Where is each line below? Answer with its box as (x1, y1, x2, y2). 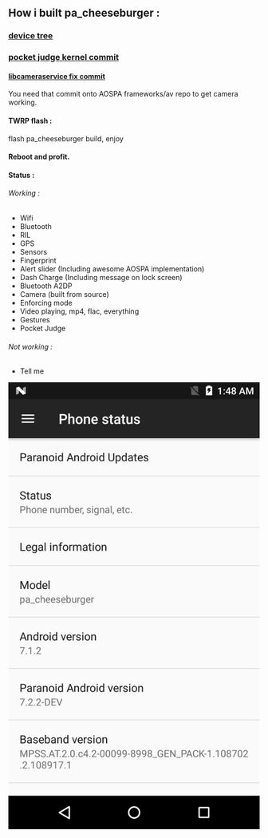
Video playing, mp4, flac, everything (19, 306, 140, 316)
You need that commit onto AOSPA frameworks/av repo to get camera (8, 89, 238, 99)
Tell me (19, 366, 45, 376)
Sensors (19, 247, 48, 257)
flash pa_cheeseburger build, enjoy (8, 133, 124, 143)
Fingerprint (19, 255, 57, 266)
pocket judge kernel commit (8, 52, 120, 63)
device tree (8, 30, 53, 42)
